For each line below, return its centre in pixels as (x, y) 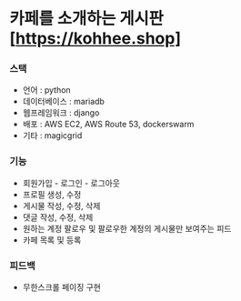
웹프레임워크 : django (61, 113)
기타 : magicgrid (52, 135)
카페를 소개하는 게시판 (86, 19)
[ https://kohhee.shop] (95, 39)
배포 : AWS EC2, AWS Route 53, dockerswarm (108, 125)
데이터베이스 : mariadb (63, 102)
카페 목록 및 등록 (52, 240)
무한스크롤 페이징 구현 (62, 287)
